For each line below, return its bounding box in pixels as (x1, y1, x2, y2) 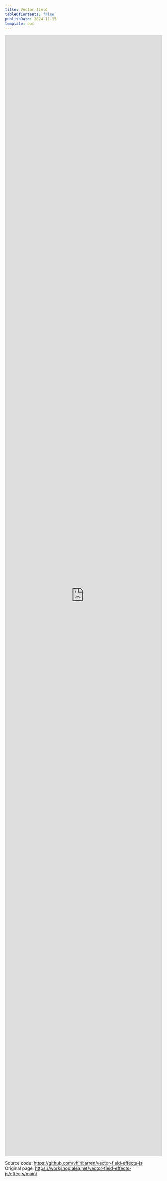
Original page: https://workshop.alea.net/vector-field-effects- (5, 1165, 132, 1171)
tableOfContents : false (5, 12, 55, 17)
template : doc (5, 21, 35, 26)
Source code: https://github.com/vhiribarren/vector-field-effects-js (5, 1160, 143, 1166)
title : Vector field (5, 7, 48, 12)
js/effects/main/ (5, 1171, 38, 1177)
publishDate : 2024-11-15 (5, 16, 57, 21)
